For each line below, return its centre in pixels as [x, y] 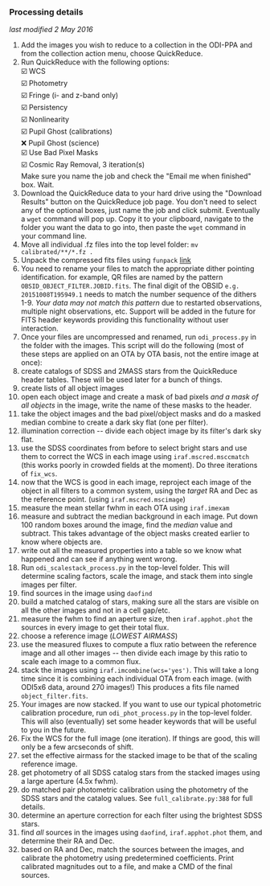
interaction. [39, 329]
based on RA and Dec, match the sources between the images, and [132, 850]
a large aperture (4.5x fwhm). [70, 781]
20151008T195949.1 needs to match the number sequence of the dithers [139, 294]
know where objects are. [61, 542]
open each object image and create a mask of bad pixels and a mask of [140, 397]
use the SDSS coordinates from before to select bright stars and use [134, 448]
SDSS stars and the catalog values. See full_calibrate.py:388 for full [137, 798]
